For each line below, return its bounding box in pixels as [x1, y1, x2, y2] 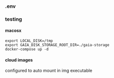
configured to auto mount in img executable [5, 68, 93, 74]
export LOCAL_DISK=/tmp [5, 39, 53, 43]
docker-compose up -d [5, 47, 49, 52]
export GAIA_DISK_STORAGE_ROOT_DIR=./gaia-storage [5, 43, 110, 48]
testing [5, 15, 22, 22]
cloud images [5, 57, 33, 63]
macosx [5, 27, 22, 34]
